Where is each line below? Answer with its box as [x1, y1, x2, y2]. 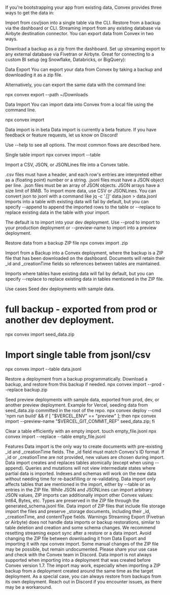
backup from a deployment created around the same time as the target [5, 567, 154, 574]
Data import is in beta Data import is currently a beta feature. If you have [5, 127, 157, 132]
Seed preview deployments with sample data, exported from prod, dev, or [5, 396, 159, 402]
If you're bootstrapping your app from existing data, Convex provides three [5, 5, 162, 10]
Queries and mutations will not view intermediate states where [25, 465, 156, 471]
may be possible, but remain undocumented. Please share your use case [5, 546, 158, 552]
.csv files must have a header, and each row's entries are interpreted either [5, 172, 162, 177]
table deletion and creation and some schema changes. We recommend [5, 524, 156, 530]
